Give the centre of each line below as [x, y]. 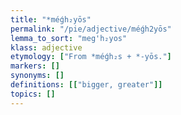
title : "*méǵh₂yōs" [51, 19]
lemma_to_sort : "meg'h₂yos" [69, 38]
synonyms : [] [37, 76]
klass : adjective [46, 47]
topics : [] [33, 94]
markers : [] [35, 66]
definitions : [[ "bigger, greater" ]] [86, 85]
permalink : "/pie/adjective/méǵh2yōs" [91, 29]
